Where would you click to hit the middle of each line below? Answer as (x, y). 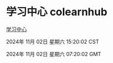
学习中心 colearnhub (57, 12)
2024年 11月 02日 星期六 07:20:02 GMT (54, 54)
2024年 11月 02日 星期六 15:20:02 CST (53, 41)
